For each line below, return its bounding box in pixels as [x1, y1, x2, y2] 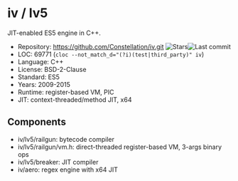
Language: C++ [17, 57, 64, 66]
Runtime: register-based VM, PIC [17, 88, 114, 96]
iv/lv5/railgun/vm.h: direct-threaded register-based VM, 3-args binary [17, 143, 222, 151]
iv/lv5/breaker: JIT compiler [17, 157, 99, 166]
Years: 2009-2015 [17, 80, 71, 88]
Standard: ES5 [17, 73, 60, 81]
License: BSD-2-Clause [17, 65, 87, 73]
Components [7, 116, 66, 128]
